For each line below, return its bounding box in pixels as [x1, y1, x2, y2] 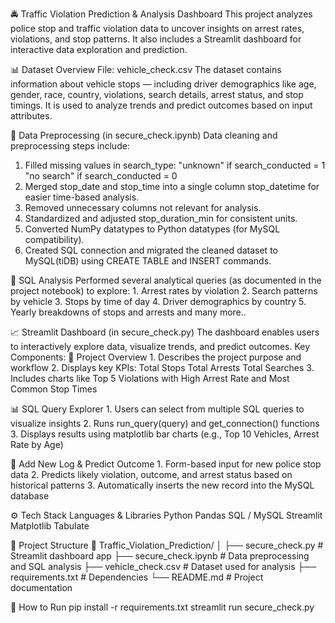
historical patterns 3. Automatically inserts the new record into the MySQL [10, 479, 315, 491]
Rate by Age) [10, 439, 64, 450]
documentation [10, 582, 73, 593]
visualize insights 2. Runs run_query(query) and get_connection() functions [10, 418, 320, 429]
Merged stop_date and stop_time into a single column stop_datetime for [24, 181, 320, 192]
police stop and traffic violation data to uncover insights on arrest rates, [10, 23, 305, 34]
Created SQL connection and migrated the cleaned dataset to [24, 244, 278, 256]
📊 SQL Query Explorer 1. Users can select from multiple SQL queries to [10, 403, 305, 415]
